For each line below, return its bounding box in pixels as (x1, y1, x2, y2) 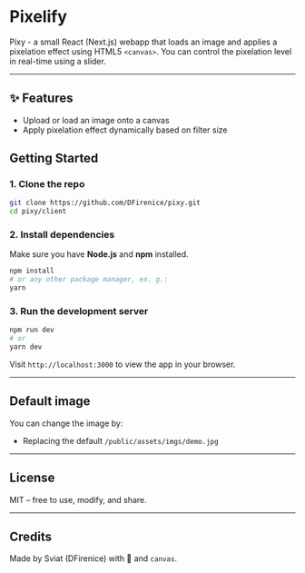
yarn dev (9, 342, 43, 351)
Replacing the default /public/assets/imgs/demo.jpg (22, 435, 220, 446)
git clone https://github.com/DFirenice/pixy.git (9, 198, 202, 208)
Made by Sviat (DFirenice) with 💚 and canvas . (9, 553, 178, 564)
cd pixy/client (9, 207, 67, 216)
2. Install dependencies (9, 229, 115, 242)
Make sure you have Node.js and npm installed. (9, 249, 189, 260)
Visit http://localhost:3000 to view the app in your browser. (9, 359, 236, 370)
